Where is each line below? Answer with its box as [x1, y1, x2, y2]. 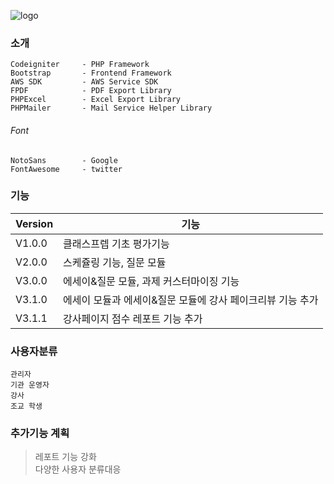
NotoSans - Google [10, 155, 118, 165]
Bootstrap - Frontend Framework [10, 68, 172, 79]
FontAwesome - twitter [10, 164, 123, 174]
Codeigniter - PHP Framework [10, 60, 150, 70]
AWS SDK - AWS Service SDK [10, 77, 159, 87]
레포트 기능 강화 [34, 451, 97, 463]
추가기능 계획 [10, 426, 70, 440]
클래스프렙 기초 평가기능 [63, 236, 170, 250]
